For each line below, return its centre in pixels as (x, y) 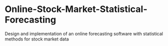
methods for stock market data (37, 39)
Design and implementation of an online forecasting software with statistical (84, 33)
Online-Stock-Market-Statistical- (76, 9)
